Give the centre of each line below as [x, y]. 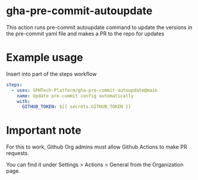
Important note [44, 131]
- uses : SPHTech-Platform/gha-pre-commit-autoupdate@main [85, 90]
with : [24, 101]
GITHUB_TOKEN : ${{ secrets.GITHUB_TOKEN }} [76, 107]
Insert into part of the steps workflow [51, 74]
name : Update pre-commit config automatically [75, 96]
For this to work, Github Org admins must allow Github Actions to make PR [97, 147]
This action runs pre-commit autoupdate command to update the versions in [99, 27]
